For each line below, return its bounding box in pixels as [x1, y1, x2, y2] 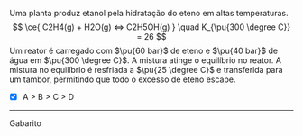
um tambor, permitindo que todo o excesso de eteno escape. [9, 74, 236, 85]
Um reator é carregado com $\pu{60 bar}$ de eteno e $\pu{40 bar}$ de [9, 45, 278, 56]
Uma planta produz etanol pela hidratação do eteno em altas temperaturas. [9, 8, 289, 18]
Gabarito [9, 118, 42, 129]
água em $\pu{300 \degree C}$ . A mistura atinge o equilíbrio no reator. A [9, 55, 282, 66]
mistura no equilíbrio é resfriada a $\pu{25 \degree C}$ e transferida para [9, 65, 283, 75]
